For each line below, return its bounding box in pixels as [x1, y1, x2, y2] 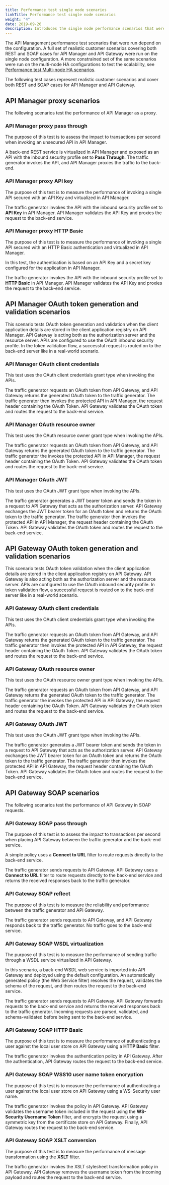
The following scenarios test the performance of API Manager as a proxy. [5, 109, 157, 116]
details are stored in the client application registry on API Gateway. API [5, 571, 151, 577]
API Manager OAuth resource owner [5, 421, 96, 428]
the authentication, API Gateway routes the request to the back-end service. [5, 1058, 163, 1065]
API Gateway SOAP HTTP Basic [5, 1026, 83, 1033]
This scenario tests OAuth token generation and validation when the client [5, 321, 158, 327]
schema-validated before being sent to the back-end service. [5, 1014, 132, 1020]
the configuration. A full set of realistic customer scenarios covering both [5, 45, 157, 51]
